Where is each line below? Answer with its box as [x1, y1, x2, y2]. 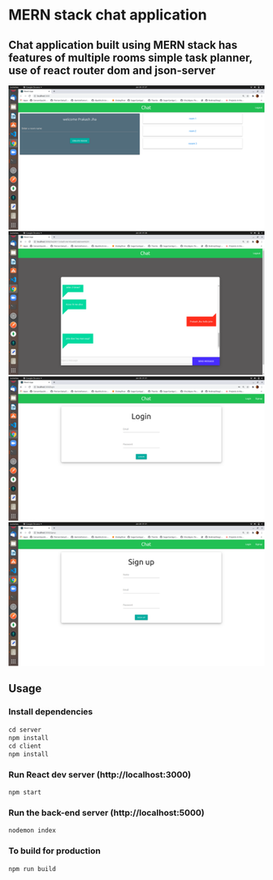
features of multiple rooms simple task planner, [8, 50, 253, 64]
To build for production [8, 845, 102, 856]
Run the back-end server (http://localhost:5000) [8, 807, 205, 818]
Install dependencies [8, 706, 93, 717]
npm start [8, 788, 42, 796]
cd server [8, 726, 42, 734]
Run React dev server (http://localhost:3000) [8, 769, 192, 780]
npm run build [8, 865, 57, 873]
